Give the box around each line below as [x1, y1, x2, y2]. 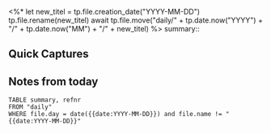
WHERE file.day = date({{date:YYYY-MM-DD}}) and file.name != [8, 110, 222, 118]
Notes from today [8, 74, 99, 88]
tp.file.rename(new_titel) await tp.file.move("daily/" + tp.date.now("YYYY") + [8, 15, 263, 25]
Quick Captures [8, 48, 89, 61]
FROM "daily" [8, 103, 53, 111]
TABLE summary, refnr [8, 96, 82, 104]
